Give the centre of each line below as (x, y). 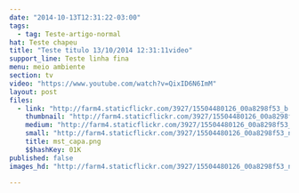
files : (21, 100)
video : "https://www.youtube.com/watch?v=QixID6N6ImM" (113, 84)
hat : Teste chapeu (43, 42)
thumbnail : (45, 117)
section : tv (31, 76)
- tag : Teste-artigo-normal (69, 34)
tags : (19, 26)
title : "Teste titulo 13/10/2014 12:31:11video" (101, 51)
